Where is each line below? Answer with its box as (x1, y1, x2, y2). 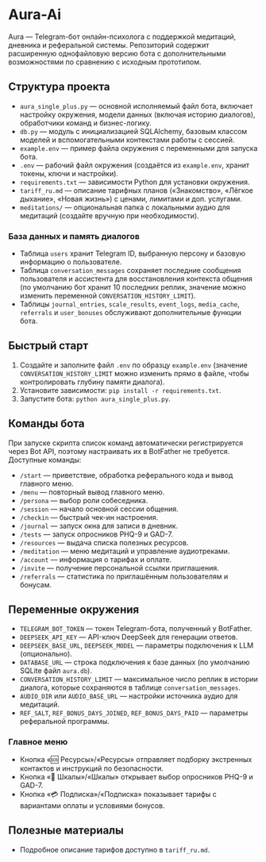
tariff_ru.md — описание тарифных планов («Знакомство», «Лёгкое (19, 185, 254, 195)
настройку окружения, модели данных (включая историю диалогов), (19, 110, 256, 119)
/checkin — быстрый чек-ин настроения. (19, 512, 159, 521)
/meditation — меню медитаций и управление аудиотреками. (19, 546, 230, 556)
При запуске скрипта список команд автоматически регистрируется (8, 438, 244, 448)
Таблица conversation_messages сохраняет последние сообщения (19, 266, 241, 275)
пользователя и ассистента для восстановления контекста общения (19, 274, 253, 283)
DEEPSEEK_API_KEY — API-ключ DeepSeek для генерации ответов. (19, 633, 238, 642)
